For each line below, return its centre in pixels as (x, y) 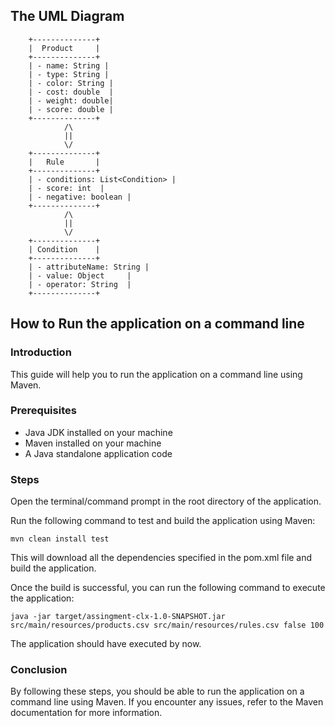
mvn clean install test (60, 539)
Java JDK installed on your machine (98, 432)
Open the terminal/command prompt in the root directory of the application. (166, 501)
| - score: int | (66, 188)
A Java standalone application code (98, 453)
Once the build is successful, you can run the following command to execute (168, 588)
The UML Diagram (67, 16)
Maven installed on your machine (93, 443)
